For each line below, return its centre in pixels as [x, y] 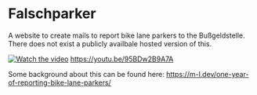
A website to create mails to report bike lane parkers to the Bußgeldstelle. [127, 35]
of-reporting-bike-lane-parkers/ [60, 82]
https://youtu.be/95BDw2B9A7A [122, 59]
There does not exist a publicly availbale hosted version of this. [110, 43]
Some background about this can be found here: [86, 74]
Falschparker [52, 14]
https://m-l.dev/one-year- [207, 74]
